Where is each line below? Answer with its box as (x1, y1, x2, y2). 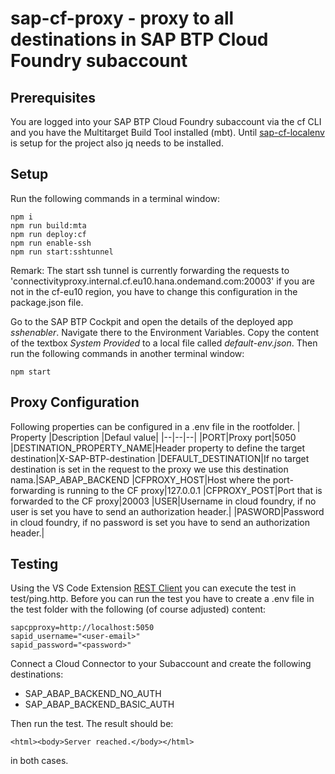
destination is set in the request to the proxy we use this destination (10, 463, 289, 475)
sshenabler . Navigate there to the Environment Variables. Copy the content (10, 326, 320, 338)
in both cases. (10, 755, 69, 767)
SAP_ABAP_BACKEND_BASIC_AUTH (24, 698, 175, 711)
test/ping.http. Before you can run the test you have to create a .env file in (10, 593, 315, 605)
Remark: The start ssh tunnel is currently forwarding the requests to (10, 264, 290, 276)
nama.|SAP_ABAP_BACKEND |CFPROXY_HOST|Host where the (10, 473, 271, 486)
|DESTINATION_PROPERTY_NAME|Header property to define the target (10, 442, 306, 454)
